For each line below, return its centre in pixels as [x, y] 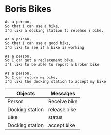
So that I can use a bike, [33, 26]
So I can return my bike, [31, 77]
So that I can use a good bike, [38, 43]
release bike [62, 109]
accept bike [62, 125]
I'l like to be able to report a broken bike [52, 64]
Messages [63, 93]
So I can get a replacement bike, [40, 60]
